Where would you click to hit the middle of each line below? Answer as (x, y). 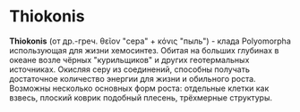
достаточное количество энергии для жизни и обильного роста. (133, 78)
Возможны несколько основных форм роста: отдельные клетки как (139, 88)
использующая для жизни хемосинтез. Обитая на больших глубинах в (144, 50)
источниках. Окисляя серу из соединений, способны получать (130, 69)
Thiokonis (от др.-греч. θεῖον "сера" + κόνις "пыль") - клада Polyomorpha (150, 41)
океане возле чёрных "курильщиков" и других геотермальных (129, 60)
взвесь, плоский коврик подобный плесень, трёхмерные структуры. (141, 97)
